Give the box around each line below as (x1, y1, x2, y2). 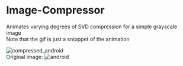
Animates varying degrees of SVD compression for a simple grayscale (6, 23, 178, 30)
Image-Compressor (6, 4, 105, 17)
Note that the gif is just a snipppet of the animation (6, 35, 130, 42)
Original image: (6, 53, 43, 60)
